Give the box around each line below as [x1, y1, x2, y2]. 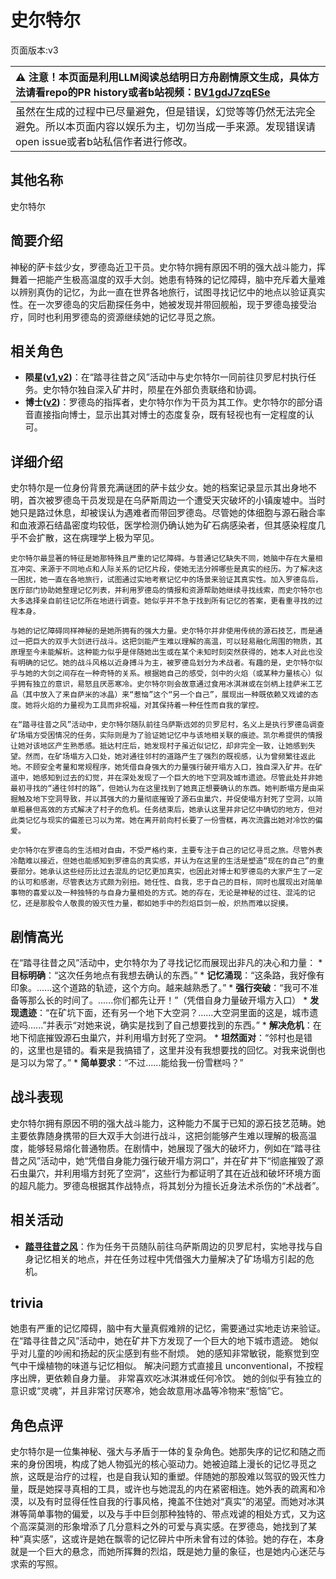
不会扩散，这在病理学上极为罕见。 [18, 532, 160, 544]
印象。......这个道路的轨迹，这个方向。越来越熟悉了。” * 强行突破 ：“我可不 [10, 982, 310, 993]
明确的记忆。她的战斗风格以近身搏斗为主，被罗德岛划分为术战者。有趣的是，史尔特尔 [17, 658, 316, 668]
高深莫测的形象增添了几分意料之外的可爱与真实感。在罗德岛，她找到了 [18, 1521, 308, 1533]
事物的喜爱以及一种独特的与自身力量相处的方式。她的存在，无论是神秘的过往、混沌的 [10, 888, 308, 898]
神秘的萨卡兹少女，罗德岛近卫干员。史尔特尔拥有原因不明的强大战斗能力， [10, 261, 317, 273]
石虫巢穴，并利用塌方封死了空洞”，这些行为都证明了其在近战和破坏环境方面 [10, 1167, 322, 1179]
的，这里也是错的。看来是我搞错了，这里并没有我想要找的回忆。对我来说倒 [10, 1044, 317, 1056]
